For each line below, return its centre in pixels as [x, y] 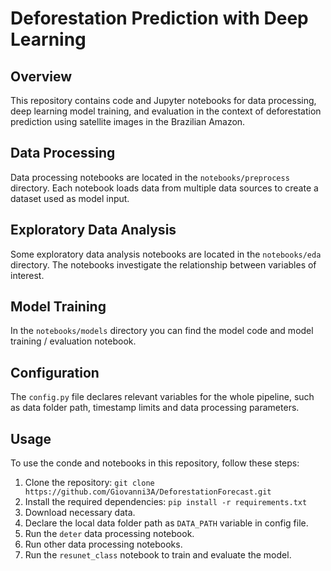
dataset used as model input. [70, 198]
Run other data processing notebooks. [103, 544]
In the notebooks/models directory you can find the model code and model [162, 331]
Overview [41, 76]
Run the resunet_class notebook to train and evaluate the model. [158, 555]
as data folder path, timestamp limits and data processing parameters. [155, 408]
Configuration [55, 372]
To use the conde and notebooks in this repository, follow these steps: [155, 463]
